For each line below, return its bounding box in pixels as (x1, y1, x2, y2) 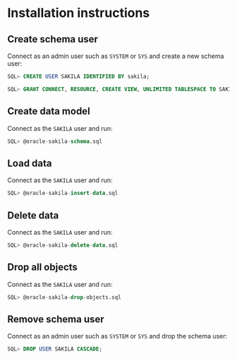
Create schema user (7, 33, 99, 45)
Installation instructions (7, 5, 150, 21)
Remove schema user (7, 313, 104, 325)
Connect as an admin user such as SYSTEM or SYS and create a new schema (7, 52, 224, 60)
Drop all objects (7, 261, 78, 273)
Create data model (7, 105, 90, 117)
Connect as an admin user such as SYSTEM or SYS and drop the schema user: (7, 332, 228, 341)
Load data (7, 157, 52, 169)
